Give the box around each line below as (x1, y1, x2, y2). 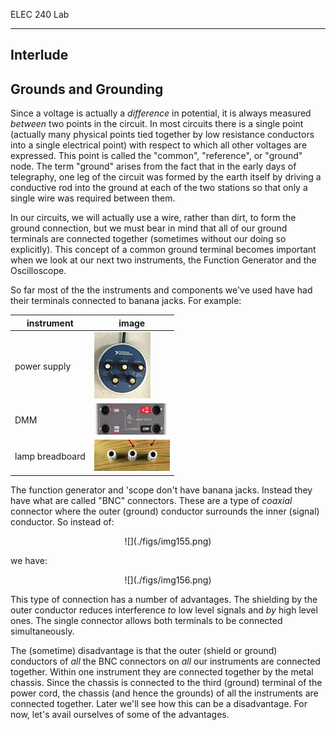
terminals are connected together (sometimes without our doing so (10, 233, 287, 245)
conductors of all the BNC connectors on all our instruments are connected (10, 655, 321, 667)
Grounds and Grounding (10, 80, 164, 98)
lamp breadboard (14, 450, 86, 463)
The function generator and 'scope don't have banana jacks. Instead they (10, 484, 313, 496)
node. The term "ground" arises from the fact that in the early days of (10, 160, 297, 173)
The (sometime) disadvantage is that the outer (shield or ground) (10, 644, 278, 656)
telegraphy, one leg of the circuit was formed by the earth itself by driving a (10, 171, 322, 183)
